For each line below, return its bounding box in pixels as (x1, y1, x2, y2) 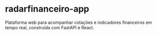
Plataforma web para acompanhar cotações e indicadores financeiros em (5, 19, 152, 25)
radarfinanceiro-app (5, 3, 89, 15)
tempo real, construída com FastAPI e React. (5, 24, 94, 30)
